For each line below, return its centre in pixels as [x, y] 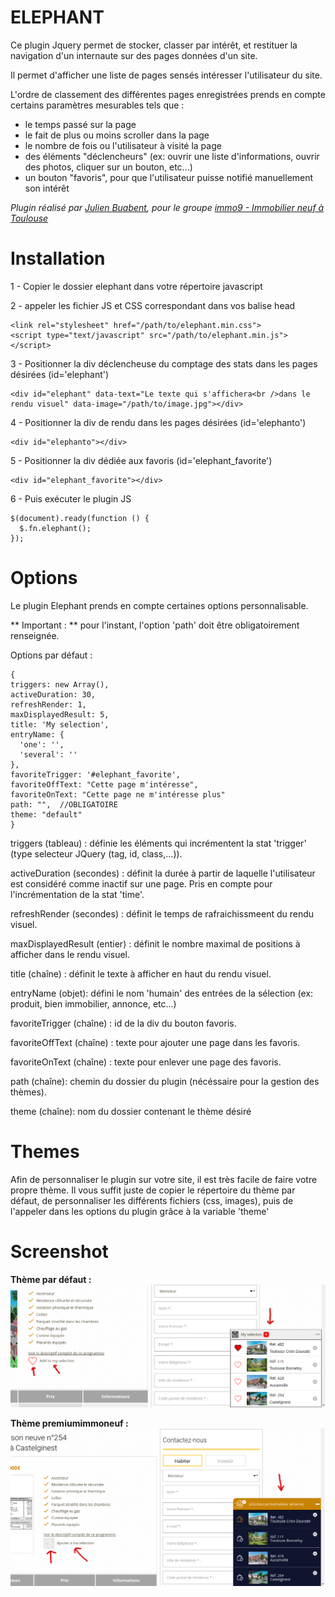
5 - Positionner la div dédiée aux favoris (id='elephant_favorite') [141, 460]
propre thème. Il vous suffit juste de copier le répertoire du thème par [153, 1190]
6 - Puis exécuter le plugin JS [71, 498]
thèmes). [28, 1092]
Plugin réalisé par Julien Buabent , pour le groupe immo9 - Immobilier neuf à [167, 207]
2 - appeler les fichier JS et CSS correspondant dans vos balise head [153, 305]
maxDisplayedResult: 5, [60, 714]
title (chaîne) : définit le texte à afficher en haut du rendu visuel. [141, 973]
